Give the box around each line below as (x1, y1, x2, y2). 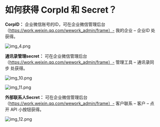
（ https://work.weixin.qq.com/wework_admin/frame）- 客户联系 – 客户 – (5, 100, 149, 106)
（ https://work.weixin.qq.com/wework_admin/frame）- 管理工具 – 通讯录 (5, 59, 150, 65)
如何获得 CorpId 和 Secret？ (5, 4, 117, 16)
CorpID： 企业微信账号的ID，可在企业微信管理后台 (5, 21, 105, 27)
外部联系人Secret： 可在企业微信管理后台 (5, 94, 88, 100)
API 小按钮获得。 (10, 106, 44, 112)
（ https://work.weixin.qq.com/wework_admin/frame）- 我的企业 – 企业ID (5, 27, 150, 33)
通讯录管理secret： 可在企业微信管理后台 (5, 53, 87, 59)
